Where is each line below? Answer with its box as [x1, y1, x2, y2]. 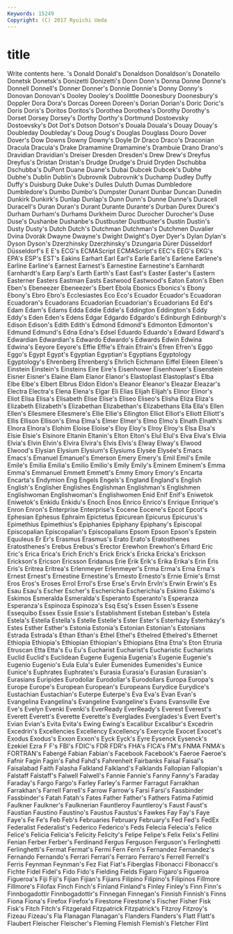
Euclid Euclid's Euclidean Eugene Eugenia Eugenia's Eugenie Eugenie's [7, 653, 212, 661]
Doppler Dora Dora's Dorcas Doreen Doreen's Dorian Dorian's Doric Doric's [7, 99, 224, 108]
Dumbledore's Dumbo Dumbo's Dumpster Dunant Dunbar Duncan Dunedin [7, 188, 222, 196]
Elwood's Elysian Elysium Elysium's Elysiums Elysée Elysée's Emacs [7, 446, 203, 455]
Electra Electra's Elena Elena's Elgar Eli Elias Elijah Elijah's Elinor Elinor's [7, 387, 214, 396]
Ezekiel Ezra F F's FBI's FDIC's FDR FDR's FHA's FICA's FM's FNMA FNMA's [7, 742, 225, 750]
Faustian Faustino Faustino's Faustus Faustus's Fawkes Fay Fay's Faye [7, 808, 210, 817]
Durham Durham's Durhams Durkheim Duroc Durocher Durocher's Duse [7, 210, 214, 218]
